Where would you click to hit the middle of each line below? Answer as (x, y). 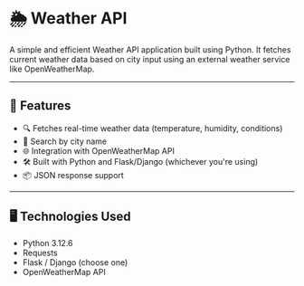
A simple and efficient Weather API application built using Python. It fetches (150, 49)
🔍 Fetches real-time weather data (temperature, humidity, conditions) (152, 128)
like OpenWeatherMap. (52, 69)
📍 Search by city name (65, 141)
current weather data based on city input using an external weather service (150, 59)
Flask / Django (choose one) (75, 262)
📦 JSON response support (73, 175)
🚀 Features (40, 106)
